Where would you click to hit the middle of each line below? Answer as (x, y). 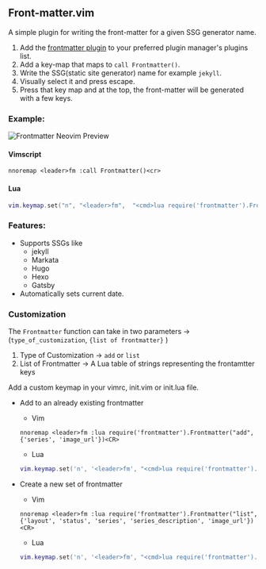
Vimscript (25, 154)
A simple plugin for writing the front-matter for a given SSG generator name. (133, 32)
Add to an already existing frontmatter (82, 402)
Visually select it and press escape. (78, 81)
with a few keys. (46, 98)
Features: (27, 225)
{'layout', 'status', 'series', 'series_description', (112, 521)
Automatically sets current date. (72, 294)
